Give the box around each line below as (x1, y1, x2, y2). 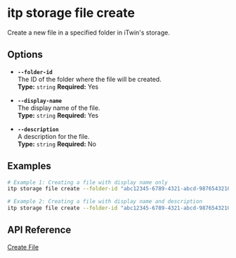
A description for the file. (17, 132, 90, 140)
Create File (7, 242, 39, 251)
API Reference (7, 224, 72, 236)
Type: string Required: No (17, 140, 97, 148)
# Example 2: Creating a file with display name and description (7, 198, 202, 205)
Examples (7, 160, 51, 172)
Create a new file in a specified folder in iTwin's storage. (7, 28, 170, 37)
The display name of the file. (17, 104, 100, 112)
